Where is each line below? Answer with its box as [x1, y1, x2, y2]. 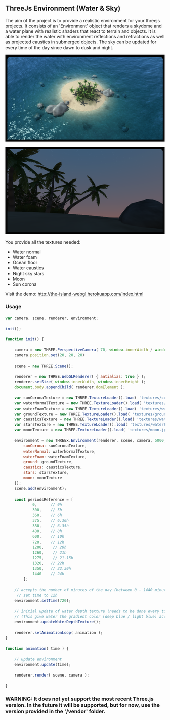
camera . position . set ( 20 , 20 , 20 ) [14, 352, 85, 358]
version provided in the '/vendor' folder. [5, 708, 106, 715]
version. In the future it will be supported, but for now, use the [5, 702, 160, 709]
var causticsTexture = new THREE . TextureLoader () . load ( [14, 417, 135, 422]
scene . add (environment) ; [14, 486, 67, 491]
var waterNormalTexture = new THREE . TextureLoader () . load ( [14, 400, 142, 406]
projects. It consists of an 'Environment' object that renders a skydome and [5, 23, 162, 29]
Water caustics [12, 265, 44, 271]
